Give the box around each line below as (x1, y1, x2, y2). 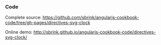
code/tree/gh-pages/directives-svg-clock (5, 20, 91, 25)
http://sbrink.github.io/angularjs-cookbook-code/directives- (33, 29, 156, 35)
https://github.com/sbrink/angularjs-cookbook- (42, 15, 139, 21)
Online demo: (5, 29, 33, 35)
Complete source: (5, 15, 42, 21)
